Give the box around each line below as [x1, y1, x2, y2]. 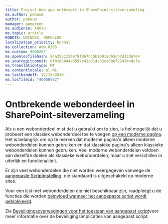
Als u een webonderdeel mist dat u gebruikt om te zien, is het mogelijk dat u [5, 125, 162, 131]
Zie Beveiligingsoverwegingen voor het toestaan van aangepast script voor [5, 208, 159, 214]
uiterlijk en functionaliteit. [5, 157, 58, 163]
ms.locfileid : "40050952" [5, 77, 59, 82]
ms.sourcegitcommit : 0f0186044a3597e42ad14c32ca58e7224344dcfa [5, 58, 140, 63]
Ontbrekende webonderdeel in [5, 98, 135, 110]
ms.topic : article [5, 30, 44, 35]
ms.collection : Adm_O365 [5, 44, 57, 49]
